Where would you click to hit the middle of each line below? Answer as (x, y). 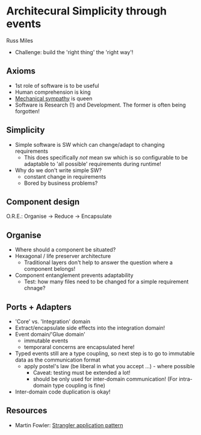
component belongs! (50, 269)
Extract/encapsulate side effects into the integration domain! (90, 328)
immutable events (46, 341)
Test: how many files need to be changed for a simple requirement (106, 282)
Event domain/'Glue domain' (50, 334)
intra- (185, 379)
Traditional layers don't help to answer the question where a (98, 262)
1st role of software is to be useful (57, 85)
